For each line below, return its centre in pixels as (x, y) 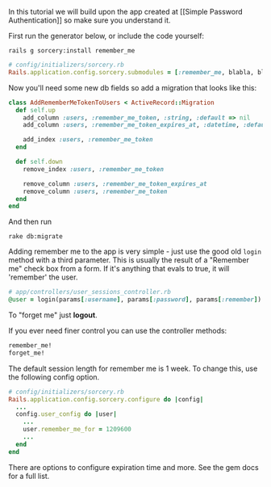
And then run (30, 222)
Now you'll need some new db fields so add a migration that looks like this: (132, 87)
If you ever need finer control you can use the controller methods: (118, 331)
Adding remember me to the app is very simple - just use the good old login (135, 252)
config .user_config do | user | (66, 414)
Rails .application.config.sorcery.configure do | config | (106, 399)
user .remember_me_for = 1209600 (77, 430)
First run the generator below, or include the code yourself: (106, 36)
